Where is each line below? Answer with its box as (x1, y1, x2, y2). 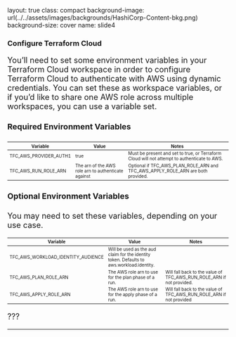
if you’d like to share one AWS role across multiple (7, 91, 194, 102)
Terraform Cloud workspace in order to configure (7, 64, 191, 75)
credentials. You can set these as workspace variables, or (7, 82, 223, 93)
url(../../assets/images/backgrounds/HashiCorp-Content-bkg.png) (7, 13, 198, 22)
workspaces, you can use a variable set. (7, 101, 157, 111)
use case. (7, 220, 44, 230)
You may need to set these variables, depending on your (7, 210, 218, 221)
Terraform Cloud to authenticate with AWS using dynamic (7, 73, 221, 84)
